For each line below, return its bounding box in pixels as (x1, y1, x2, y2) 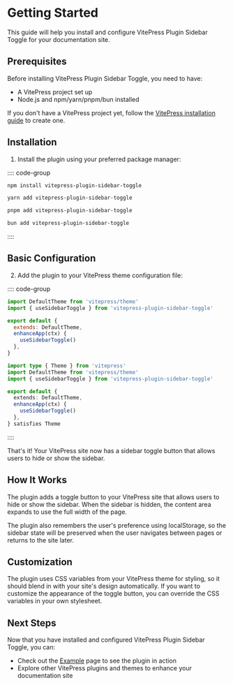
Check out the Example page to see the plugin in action (17, 656, 176, 665)
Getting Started (7, 5, 99, 21)
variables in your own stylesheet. (7, 597, 103, 605)
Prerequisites (7, 56, 67, 68)
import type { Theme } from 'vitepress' (7, 362, 127, 369)
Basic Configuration (7, 253, 96, 265)
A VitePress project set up (17, 87, 93, 96)
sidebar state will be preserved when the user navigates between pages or (7, 529, 223, 537)
